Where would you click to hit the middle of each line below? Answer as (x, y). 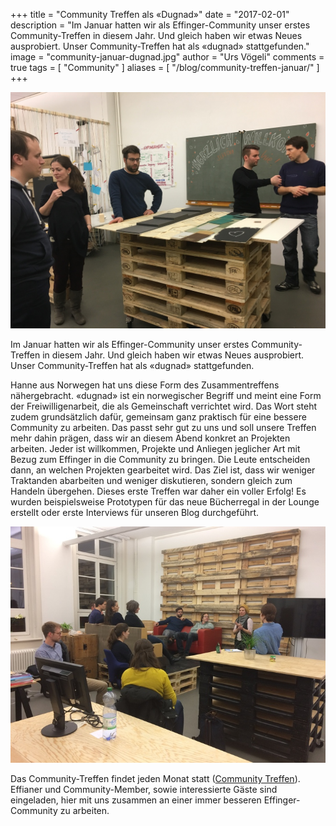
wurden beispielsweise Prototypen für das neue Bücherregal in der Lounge (165, 502)
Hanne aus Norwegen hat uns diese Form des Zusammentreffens (145, 385)
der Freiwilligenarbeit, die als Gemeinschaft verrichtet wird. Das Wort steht (164, 406)
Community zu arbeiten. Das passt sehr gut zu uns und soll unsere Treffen (163, 427)
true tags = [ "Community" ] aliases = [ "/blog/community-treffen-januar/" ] (165, 67)
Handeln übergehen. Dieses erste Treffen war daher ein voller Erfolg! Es (158, 491)
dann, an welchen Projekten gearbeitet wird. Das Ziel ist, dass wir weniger (163, 470)
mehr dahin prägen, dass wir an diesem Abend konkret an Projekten (150, 438)
